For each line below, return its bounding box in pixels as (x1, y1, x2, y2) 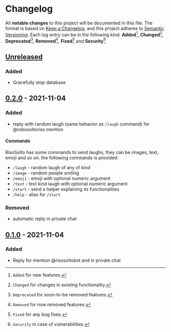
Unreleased (5, 52, 43, 61)
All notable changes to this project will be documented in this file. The (5, 20, 153, 26)
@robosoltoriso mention (12, 126, 64, 132)
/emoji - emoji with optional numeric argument (12, 175, 110, 181)
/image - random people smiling (12, 170, 79, 176)
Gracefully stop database (12, 79, 66, 85)
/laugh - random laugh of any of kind (12, 164, 91, 170)
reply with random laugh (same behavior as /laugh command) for (12, 120, 150, 127)
